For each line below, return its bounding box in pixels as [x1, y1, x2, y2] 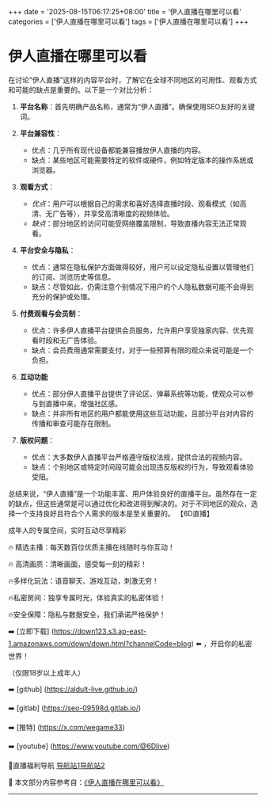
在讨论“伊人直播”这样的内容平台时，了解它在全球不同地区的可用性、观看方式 [8, 74, 257, 85]
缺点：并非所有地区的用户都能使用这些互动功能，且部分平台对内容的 [31, 409, 254, 418]
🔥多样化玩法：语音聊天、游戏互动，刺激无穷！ [8, 576, 160, 585]
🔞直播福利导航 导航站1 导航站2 [8, 760, 105, 770]
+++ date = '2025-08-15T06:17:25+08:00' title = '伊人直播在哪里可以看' [8, 7, 242, 16]
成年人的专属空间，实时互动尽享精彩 [8, 525, 127, 535]
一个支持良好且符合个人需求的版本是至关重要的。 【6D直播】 [14, 508, 214, 518]
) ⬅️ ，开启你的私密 [191, 638, 253, 648]
